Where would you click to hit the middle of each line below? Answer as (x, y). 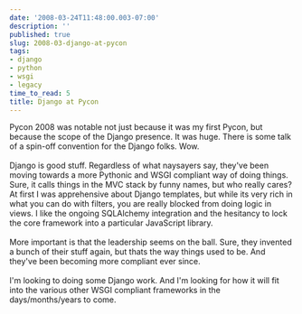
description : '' (40, 26)
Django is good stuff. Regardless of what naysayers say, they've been (139, 166)
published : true (40, 34)
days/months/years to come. (63, 300)
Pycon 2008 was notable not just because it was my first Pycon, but (136, 127)
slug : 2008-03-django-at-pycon (68, 43)
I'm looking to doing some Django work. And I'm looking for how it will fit (145, 281)
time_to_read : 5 (40, 93)
